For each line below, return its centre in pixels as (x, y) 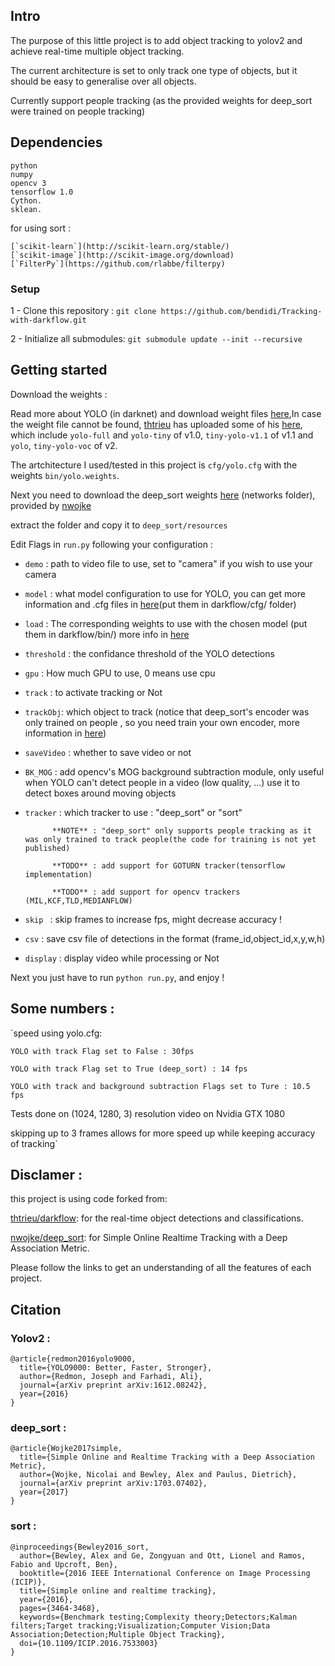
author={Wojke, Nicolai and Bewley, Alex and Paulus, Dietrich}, (158, 1475)
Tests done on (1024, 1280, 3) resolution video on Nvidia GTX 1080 (148, 1113)
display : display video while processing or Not (122, 958)
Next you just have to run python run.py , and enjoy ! (117, 977)
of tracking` (34, 1143)
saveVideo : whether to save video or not (108, 752)
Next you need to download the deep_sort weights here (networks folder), (163, 495)
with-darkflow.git (48, 320)
